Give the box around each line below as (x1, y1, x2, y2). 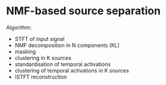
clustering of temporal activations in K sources (14, 67, 129, 74)
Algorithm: (6, 24, 32, 31)
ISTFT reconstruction (14, 73, 67, 80)
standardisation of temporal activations (14, 61, 111, 68)
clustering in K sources (14, 54, 71, 61)
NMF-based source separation (6, 4, 161, 18)
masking (14, 48, 36, 55)
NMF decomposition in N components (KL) (14, 42, 120, 49)
